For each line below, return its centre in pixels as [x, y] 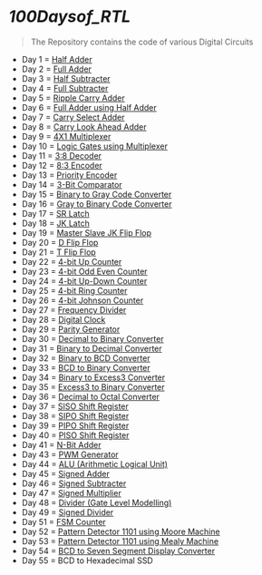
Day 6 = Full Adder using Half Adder [89, 107]
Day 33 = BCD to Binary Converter [86, 367]
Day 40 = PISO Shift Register [75, 435]
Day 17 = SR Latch [55, 213]
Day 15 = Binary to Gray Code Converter [97, 194]
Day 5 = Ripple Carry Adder [73, 98]
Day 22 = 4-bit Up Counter [72, 261]
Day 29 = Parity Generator [71, 329]
